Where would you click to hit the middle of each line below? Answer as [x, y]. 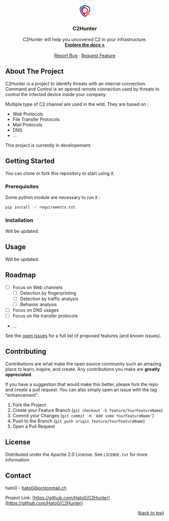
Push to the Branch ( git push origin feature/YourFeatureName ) [79, 421]
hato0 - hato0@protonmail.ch [36, 488]
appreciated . [19, 374]
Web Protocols [28, 114]
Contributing [26, 351]
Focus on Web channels [38, 287]
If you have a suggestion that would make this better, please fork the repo [82, 384]
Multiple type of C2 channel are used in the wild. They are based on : [77, 104]
